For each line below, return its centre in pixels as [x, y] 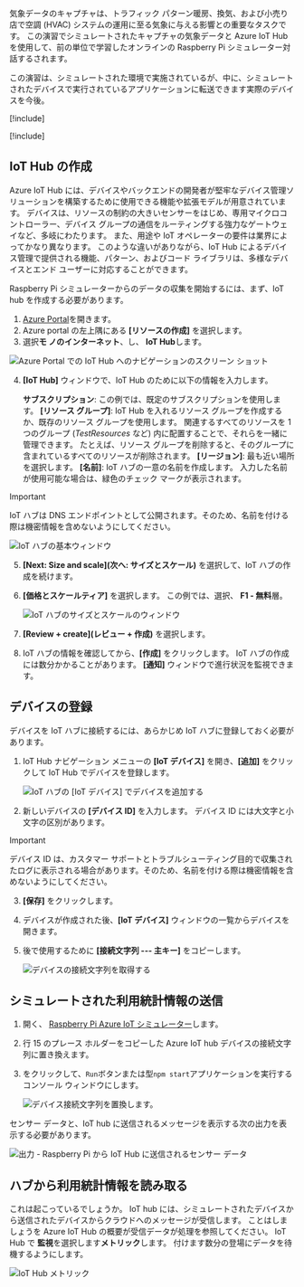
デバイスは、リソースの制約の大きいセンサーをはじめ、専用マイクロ [153, 213]
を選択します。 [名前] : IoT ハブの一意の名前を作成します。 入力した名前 [155, 467]
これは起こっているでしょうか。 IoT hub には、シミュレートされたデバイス [148, 1209]
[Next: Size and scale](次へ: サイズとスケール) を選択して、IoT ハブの [152, 564]
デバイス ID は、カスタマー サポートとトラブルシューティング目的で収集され [151, 858]
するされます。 [44, 58]
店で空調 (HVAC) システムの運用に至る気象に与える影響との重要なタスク [144, 24]
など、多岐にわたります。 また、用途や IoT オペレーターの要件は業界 [144, 235]
